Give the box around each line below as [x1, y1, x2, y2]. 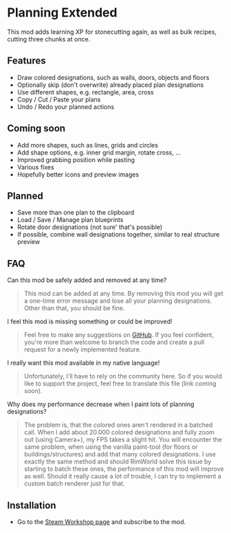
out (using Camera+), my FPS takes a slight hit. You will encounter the [23, 436, 222, 444]
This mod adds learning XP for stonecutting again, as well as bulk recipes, [7, 28, 217, 36]
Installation [7, 499, 56, 511]
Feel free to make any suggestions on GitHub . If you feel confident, [23, 331, 214, 339]
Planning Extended [7, 5, 118, 21]
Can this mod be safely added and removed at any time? [7, 276, 167, 284]
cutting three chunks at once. [7, 34, 91, 43]
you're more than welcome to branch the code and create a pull [23, 338, 205, 346]
